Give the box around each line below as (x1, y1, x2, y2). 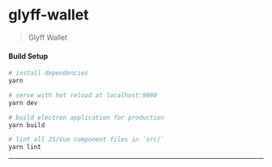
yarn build (8, 121, 45, 129)
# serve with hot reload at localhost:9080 (8, 91, 158, 99)
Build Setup (8, 51, 49, 61)
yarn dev (8, 99, 38, 107)
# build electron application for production (8, 113, 164, 122)
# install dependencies (8, 69, 89, 78)
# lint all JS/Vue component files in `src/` (8, 135, 164, 143)
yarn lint (8, 143, 42, 152)
